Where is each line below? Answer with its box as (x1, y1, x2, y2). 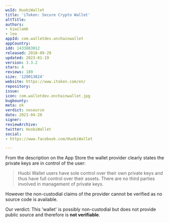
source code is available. (5, 196, 58, 202)
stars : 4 (5, 65, 24, 70)
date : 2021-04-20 (5, 112, 43, 118)
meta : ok (5, 103, 24, 108)
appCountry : (5, 41, 31, 46)
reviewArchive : (5, 121, 38, 127)
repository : (5, 84, 31, 89)
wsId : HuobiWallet (5, 7, 45, 13)
